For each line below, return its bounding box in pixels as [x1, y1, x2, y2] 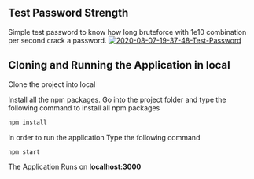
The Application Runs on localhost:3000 [8, 162, 142, 172]
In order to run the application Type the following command [8, 132, 201, 142]
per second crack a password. [8, 35, 107, 45]
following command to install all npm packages [8, 103, 160, 113]
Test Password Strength [8, 6, 129, 20]
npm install [8, 118, 47, 126]
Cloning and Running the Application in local [8, 58, 230, 72]
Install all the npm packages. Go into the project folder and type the [8, 95, 226, 104]
